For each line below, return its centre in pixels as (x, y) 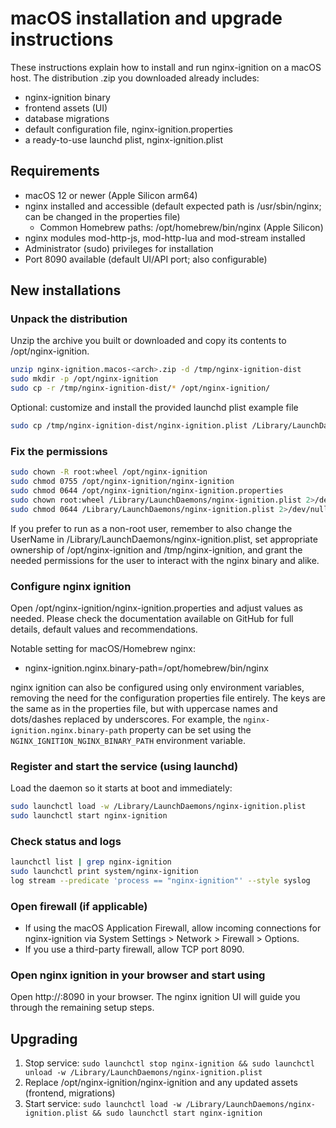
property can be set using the (190, 729)
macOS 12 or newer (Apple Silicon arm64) (111, 195)
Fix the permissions (59, 451)
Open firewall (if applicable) (79, 906)
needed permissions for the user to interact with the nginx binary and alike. (165, 560)
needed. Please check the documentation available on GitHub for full (152, 618)
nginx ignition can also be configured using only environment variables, (157, 687)
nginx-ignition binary (67, 97)
